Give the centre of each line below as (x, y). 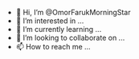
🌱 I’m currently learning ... (59, 29)
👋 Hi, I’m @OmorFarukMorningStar (73, 12)
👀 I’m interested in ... (50, 21)
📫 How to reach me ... (53, 47)
